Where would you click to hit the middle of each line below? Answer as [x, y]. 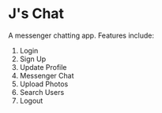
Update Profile [43, 67]
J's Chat [36, 14]
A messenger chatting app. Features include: [81, 35]
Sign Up [32, 59]
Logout [31, 100]
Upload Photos [44, 84]
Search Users [42, 92]
